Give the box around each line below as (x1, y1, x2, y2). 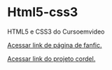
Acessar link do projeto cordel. (7, 54, 96, 63)
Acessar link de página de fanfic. (7, 41, 103, 49)
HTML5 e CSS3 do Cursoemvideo (7, 27, 105, 36)
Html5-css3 (7, 4, 78, 20)
